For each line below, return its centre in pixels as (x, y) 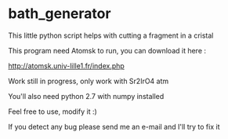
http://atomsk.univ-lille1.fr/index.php (67, 66)
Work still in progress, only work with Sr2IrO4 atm (89, 81)
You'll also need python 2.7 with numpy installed (86, 96)
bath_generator (60, 14)
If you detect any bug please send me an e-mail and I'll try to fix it (114, 126)
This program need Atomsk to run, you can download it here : (107, 50)
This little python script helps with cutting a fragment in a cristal (111, 35)
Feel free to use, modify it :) (53, 112)
